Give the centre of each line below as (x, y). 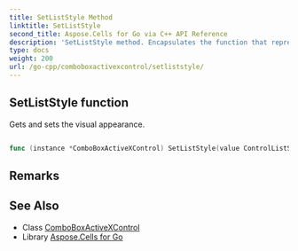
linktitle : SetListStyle (55, 26)
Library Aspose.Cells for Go (72, 237)
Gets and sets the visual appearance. (77, 124)
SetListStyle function (69, 103)
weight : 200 (31, 59)
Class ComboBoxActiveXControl (81, 227)
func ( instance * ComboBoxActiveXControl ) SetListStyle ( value (125, 148)
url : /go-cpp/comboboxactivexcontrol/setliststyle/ (106, 67)
